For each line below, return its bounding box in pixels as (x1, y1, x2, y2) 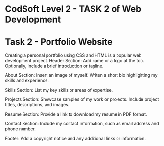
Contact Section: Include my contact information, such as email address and (5, 121, 159, 127)
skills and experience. (5, 77, 49, 84)
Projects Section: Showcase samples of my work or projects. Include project (5, 97, 159, 102)
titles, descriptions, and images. (5, 102, 70, 108)
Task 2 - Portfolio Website (5, 36, 113, 48)
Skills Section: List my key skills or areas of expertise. (5, 87, 113, 93)
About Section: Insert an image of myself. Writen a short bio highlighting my (5, 73, 158, 78)
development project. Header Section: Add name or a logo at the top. (5, 58, 144, 64)
